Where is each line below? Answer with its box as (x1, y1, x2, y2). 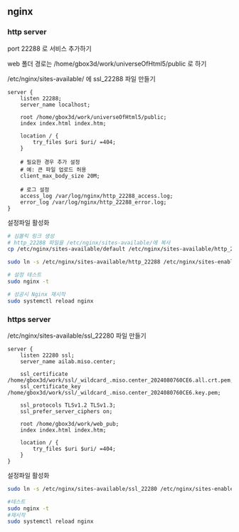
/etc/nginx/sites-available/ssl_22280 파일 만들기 (7, 331, 147, 340)
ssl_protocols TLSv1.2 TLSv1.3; (20, 402, 116, 409)
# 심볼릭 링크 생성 (7, 232, 55, 239)
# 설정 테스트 (7, 271, 42, 278)
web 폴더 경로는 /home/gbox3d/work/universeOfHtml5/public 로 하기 (7, 59, 207, 68)
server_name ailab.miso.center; (20, 358, 116, 365)
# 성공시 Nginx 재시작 (7, 291, 66, 298)
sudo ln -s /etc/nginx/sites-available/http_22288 (7, 259, 161, 266)
